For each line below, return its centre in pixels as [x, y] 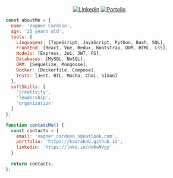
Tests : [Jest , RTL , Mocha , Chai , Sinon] [67, 76]
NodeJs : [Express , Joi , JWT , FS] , [59, 54]
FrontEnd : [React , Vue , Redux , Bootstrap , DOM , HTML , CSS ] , [92, 48]
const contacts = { [35, 130]
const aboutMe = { [28, 20]
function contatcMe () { [35, 125]
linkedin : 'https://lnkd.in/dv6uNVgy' [64, 147]
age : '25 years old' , [38, 31]
